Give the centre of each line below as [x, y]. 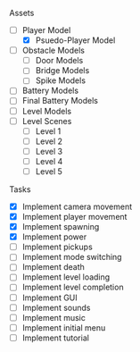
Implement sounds [56, 307]
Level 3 [49, 151]
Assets [22, 13]
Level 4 [49, 161]
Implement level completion [73, 287]
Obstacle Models [54, 50]
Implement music [54, 317]
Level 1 [48, 131]
